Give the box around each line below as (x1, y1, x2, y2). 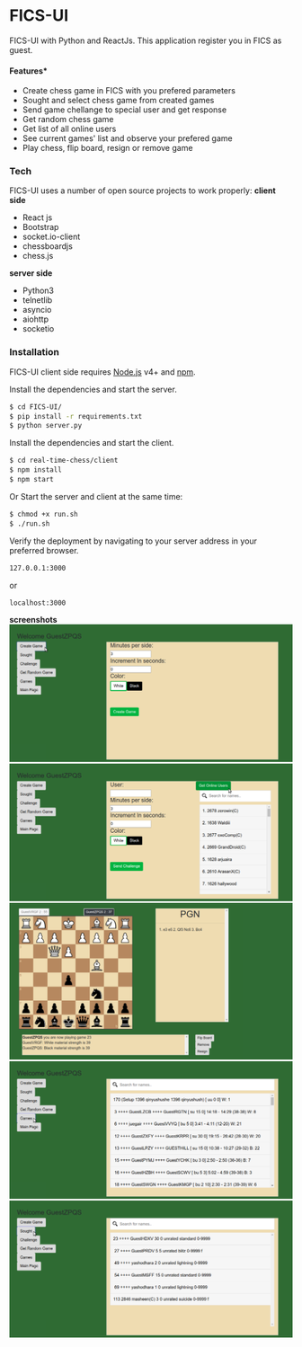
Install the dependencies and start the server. (9, 384, 177, 394)
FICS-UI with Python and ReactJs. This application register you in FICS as (9, 35, 282, 46)
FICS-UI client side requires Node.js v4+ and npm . (9, 366, 196, 377)
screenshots (9, 615, 58, 625)
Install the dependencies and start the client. (9, 438, 174, 448)
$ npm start (9, 475, 54, 484)
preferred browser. (9, 545, 79, 555)
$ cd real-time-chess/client (9, 456, 119, 465)
